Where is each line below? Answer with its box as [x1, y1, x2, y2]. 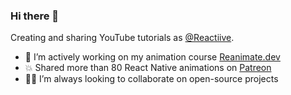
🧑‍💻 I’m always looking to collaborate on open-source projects [24, 73, 279, 85]
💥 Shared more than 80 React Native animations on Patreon [24, 62, 272, 74]
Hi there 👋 [10, 9, 60, 23]
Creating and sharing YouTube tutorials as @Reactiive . [10, 32, 235, 44]
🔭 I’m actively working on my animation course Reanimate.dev [24, 51, 281, 63]
